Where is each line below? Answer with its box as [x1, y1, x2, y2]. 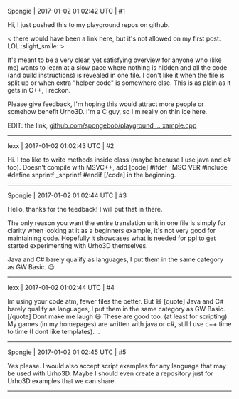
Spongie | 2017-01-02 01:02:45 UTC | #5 [7, 348, 127, 356]
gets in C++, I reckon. [7, 86, 71, 94]
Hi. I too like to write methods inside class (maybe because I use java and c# [7, 155, 231, 164]
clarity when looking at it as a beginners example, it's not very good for [7, 227, 216, 234]
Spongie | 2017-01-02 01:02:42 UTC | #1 [7, 7, 126, 15]
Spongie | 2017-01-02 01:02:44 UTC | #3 [7, 191, 127, 199]
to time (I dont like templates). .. [7, 328, 100, 336]
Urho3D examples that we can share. [7, 377, 116, 385]
